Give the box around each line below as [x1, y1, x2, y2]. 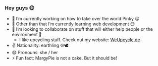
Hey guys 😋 [4, 4, 35, 11]
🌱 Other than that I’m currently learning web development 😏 [11, 21, 135, 27]
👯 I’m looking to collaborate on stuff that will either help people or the [11, 26, 153, 32]
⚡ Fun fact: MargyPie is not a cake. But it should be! [11, 55, 117, 61]
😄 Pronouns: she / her [11, 50, 58, 56]
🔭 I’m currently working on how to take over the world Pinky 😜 [11, 16, 140, 22]
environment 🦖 [11, 32, 42, 38]
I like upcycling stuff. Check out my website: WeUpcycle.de [19, 37, 141, 43]
